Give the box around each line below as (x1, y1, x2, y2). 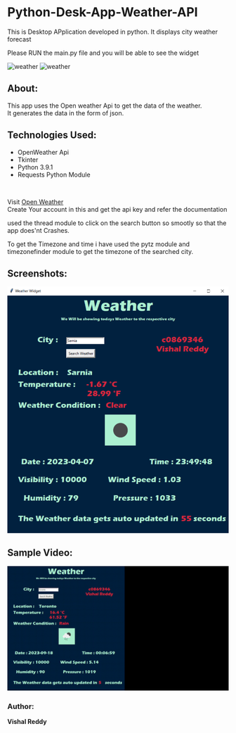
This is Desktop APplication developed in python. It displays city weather (7, 27, 218, 36)
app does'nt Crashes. (7, 226, 70, 234)
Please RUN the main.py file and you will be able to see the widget (7, 49, 199, 57)
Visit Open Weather (7, 198, 64, 206)
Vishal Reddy (7, 718, 47, 726)
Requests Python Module (17, 170, 91, 179)
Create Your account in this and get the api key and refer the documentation (7, 205, 228, 213)
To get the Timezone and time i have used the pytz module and (7, 240, 190, 248)
